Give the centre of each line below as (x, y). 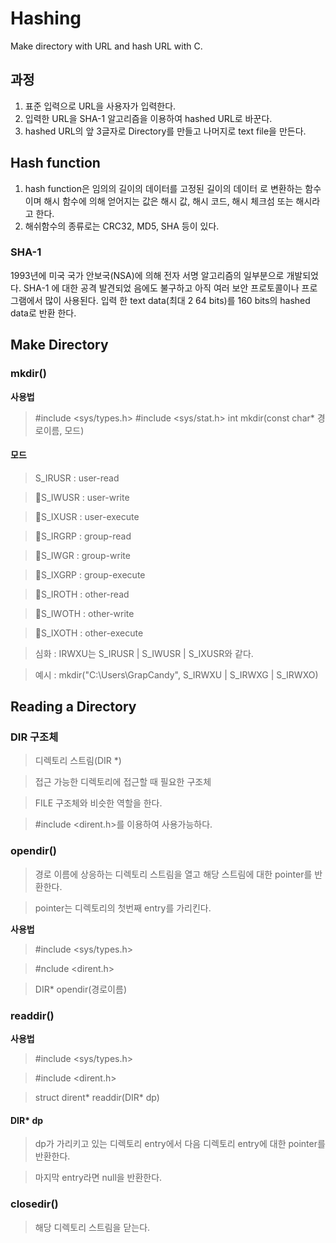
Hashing (46, 18)
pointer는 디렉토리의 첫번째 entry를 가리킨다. (123, 908)
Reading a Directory (73, 707)
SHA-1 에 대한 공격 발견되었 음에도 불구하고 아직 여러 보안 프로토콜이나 (161, 288)
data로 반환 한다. (43, 313)
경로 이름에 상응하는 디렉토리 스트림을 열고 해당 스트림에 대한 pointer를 (173, 874)
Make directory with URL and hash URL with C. (106, 46)
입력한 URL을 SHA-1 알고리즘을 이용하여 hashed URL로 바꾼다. (148, 118)
